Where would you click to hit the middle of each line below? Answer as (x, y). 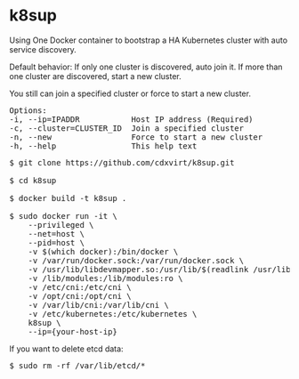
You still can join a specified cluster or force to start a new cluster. (130, 93)
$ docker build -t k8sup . (68, 198)
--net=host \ (56, 234)
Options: (28, 110)
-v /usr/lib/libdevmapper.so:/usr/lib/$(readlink (138, 269)
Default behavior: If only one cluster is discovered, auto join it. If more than (146, 67)
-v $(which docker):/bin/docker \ (103, 251)
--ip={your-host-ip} (73, 331)
